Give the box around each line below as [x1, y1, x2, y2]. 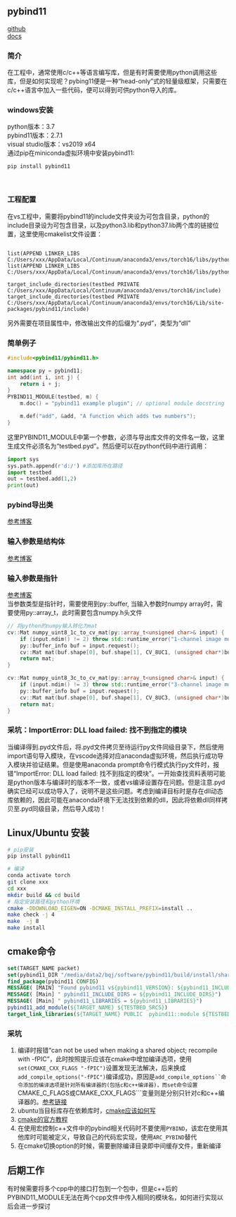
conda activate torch [7, 872, 71, 879]
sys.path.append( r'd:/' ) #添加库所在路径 [7, 462, 123, 470]
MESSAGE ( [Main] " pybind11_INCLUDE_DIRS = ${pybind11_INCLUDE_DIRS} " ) [7, 991, 221, 998]
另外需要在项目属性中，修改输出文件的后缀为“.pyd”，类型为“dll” [7, 319, 191, 327]
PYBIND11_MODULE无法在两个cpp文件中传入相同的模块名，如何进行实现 [7, 1193, 218, 1201]
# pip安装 [7, 846, 34, 853]
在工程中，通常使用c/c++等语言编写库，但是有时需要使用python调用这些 [7, 68, 218, 77]
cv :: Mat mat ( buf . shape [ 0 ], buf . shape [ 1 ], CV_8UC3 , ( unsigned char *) [20, 694, 225, 701]
